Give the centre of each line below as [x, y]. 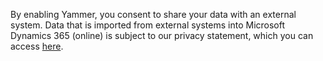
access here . [37, 46]
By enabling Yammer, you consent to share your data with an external [153, 14]
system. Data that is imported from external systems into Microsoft [148, 25]
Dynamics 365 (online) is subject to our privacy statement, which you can [162, 35]
